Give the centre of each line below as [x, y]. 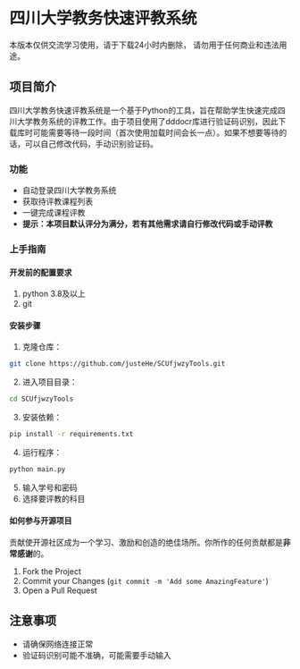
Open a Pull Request [60, 590]
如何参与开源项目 [41, 521]
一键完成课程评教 [54, 213]
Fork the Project [52, 572]
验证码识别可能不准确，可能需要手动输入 [96, 655]
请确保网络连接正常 [58, 644]
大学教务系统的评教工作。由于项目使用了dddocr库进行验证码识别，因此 [147, 121]
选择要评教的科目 [54, 498]
